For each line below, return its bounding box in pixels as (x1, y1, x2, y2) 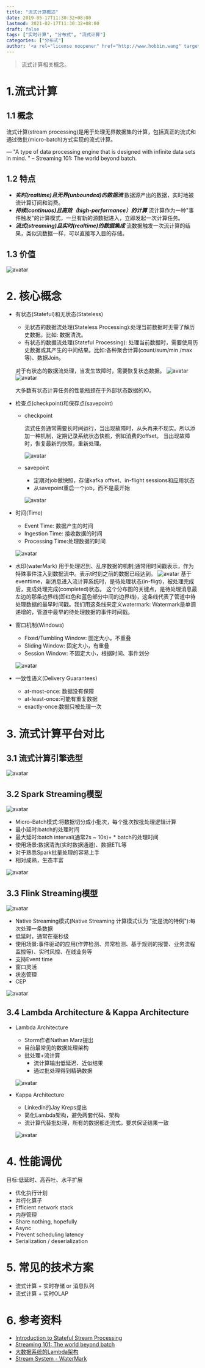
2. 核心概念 (6, 289, 62, 303)
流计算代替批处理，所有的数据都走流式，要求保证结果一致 (24, 1119, 169, 1126)
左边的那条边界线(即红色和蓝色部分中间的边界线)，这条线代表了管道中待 (15, 593, 196, 600)
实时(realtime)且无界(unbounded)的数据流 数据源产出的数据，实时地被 (15, 191, 194, 198)
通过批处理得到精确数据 (33, 1067, 93, 1074)
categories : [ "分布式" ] (6, 37, 64, 43)
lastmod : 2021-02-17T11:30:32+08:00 (6, 20, 99, 26)
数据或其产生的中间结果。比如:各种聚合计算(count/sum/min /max (29, 347, 192, 354)
